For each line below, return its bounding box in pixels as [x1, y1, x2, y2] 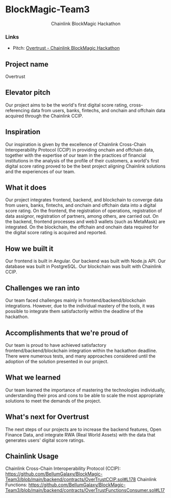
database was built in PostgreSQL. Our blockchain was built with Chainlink [5, 263, 162, 269]
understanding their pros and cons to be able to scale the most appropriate [5, 392, 163, 398]
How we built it [5, 244, 54, 253]
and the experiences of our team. [5, 168, 76, 175]
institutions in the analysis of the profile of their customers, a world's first [5, 157, 159, 163]
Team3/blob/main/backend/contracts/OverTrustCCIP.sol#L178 [5, 476, 136, 483]
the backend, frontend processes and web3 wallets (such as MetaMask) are [5, 219, 165, 225]
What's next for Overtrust [5, 412, 89, 421]
